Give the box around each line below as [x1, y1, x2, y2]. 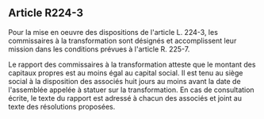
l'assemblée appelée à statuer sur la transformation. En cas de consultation [8, 85, 255, 94]
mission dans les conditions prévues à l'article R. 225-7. [8, 44, 190, 54]
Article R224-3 [8, 6, 83, 20]
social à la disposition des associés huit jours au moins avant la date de [8, 76, 241, 86]
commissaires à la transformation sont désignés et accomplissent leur [8, 36, 237, 45]
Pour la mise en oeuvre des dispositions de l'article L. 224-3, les [8, 27, 218, 36]
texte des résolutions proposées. [8, 102, 116, 111]
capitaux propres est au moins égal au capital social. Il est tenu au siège [8, 67, 243, 78]
